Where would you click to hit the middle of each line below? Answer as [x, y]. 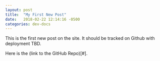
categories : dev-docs [28, 24]
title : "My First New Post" [36, 15]
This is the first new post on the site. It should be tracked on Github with [80, 38]
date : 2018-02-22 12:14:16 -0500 [43, 19]
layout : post [19, 10]
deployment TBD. [23, 44]
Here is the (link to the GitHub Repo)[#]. [46, 53]
